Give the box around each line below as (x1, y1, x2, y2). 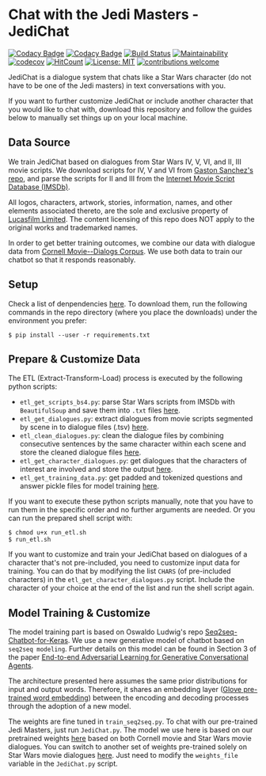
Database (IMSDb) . (8, 182, 70, 192)
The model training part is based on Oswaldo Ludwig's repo (8, 627, 203, 637)
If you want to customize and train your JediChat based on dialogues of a (8, 550, 248, 559)
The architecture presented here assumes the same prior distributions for (8, 676, 248, 686)
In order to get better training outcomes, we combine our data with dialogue (8, 238, 256, 247)
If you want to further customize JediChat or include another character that (8, 96, 253, 105)
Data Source (8, 136, 70, 150)
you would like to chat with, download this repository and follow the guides (8, 105, 253, 114)
